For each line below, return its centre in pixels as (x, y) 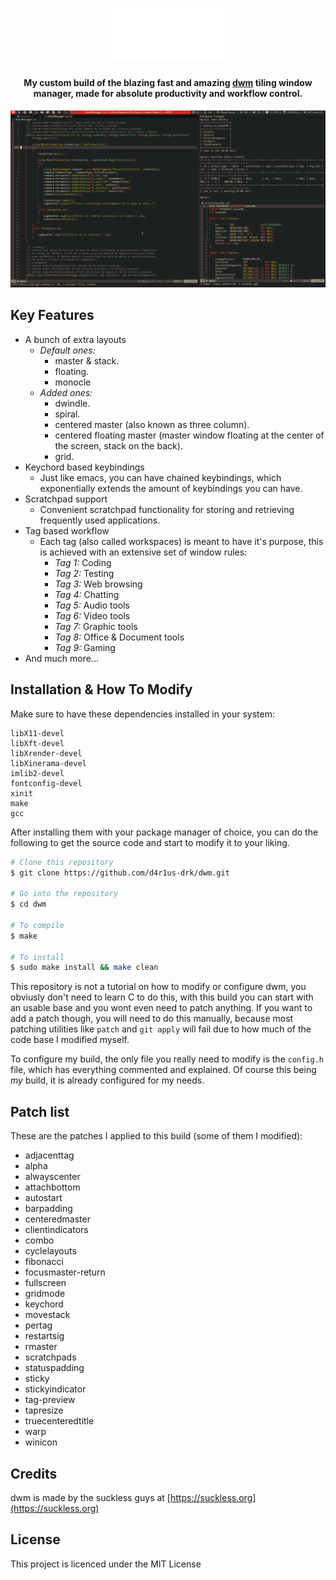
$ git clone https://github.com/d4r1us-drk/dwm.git (120, 873)
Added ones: (66, 392)
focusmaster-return (65, 1272)
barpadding (48, 1209)
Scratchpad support (66, 499)
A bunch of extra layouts (75, 339)
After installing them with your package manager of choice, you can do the (164, 832)
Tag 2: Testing (84, 573)
